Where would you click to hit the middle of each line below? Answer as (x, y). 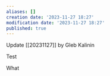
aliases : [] (21, 12)
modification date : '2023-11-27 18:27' (56, 23)
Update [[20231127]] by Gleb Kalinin (51, 45)
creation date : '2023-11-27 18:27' (50, 17)
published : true (26, 28)
